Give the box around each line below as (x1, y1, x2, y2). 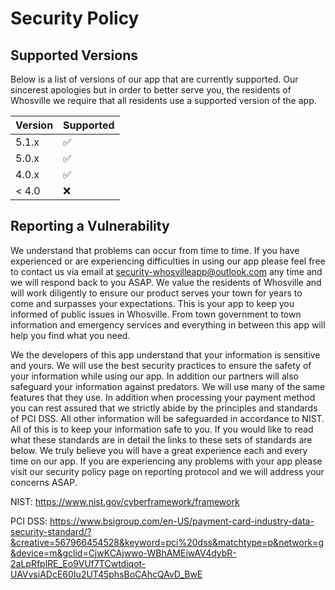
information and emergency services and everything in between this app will (10, 318, 326, 331)
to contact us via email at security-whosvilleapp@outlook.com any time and (10, 265, 323, 277)
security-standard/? (10, 525, 92, 537)
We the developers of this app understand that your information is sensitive (10, 348, 321, 361)
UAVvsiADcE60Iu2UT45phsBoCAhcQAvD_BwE (10, 568, 203, 580)
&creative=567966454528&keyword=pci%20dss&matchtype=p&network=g (10, 536, 324, 548)
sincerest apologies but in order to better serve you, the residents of (10, 84, 292, 96)
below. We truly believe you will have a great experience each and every (10, 444, 308, 456)
